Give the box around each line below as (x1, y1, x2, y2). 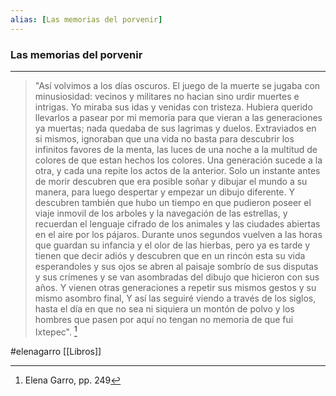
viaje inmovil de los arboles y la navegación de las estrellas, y (34, 207, 288, 219)
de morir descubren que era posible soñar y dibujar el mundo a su (34, 175, 308, 187)
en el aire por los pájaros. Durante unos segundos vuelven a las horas (34, 228, 323, 240)
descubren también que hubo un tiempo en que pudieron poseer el (34, 196, 312, 208)
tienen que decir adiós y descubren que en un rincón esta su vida (34, 249, 306, 261)
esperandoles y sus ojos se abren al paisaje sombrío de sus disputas (34, 260, 319, 272)
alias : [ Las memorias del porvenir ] (10, 14, 163, 25)
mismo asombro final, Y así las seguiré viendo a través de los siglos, (34, 292, 317, 304)
